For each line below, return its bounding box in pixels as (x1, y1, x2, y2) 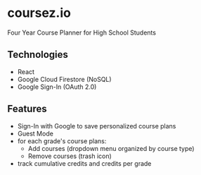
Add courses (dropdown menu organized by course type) (27, 144, 195, 152)
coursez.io (7, 5, 72, 21)
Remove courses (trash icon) (27, 152, 112, 160)
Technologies (7, 49, 69, 61)
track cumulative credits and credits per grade (17, 159, 152, 167)
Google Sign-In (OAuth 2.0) (17, 83, 97, 91)
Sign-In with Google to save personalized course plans (17, 121, 176, 130)
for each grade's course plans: (17, 136, 107, 145)
